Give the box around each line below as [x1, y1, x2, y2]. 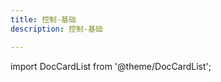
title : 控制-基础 [10, 14, 77, 25]
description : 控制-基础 [10, 24, 103, 34]
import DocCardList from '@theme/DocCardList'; [10, 60, 212, 72]
